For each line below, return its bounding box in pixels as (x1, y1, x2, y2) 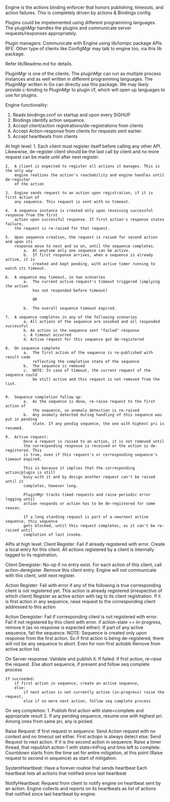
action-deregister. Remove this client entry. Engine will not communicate (5, 567, 157, 573)
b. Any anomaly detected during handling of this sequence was (23, 412, 162, 417)
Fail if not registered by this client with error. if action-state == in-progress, (5, 619, 162, 625)
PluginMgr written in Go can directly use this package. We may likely (5, 81, 149, 87)
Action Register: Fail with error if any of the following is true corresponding (5, 582, 161, 588)
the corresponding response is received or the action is (23, 443, 149, 448)
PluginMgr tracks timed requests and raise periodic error (23, 492, 151, 497)
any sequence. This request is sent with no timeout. (14, 199, 130, 204)
